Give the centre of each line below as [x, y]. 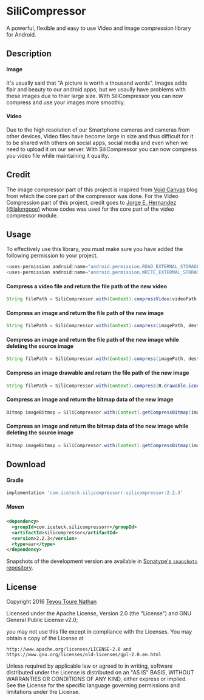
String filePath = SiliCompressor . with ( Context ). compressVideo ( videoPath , [103, 299]
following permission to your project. [52, 256]
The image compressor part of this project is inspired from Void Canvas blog [102, 189]
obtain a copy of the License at [45, 638]
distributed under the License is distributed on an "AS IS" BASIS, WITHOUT [100, 673]
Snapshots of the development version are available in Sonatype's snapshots [102, 561]
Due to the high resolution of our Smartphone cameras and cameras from [98, 130]
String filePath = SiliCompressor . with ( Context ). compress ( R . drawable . [97, 386]
